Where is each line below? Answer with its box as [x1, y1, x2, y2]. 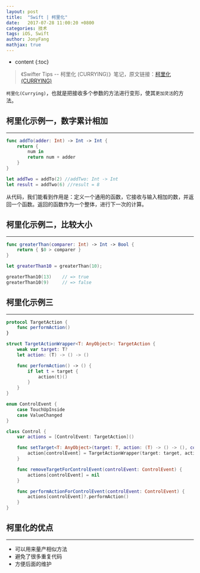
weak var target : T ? [17, 346, 68, 353]
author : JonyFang [6, 36, 49, 42]
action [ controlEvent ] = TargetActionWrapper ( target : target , [27, 450, 183, 456]
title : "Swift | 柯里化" [6, 14, 68, 20]
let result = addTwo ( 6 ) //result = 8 [6, 181, 100, 187]
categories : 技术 [6, 25, 48, 32]
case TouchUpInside [17, 406, 65, 412]
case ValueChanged [17, 412, 62, 418]
